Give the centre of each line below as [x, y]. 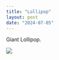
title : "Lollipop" [29, 12]
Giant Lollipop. [24, 40]
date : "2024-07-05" [30, 23]
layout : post [22, 17]
